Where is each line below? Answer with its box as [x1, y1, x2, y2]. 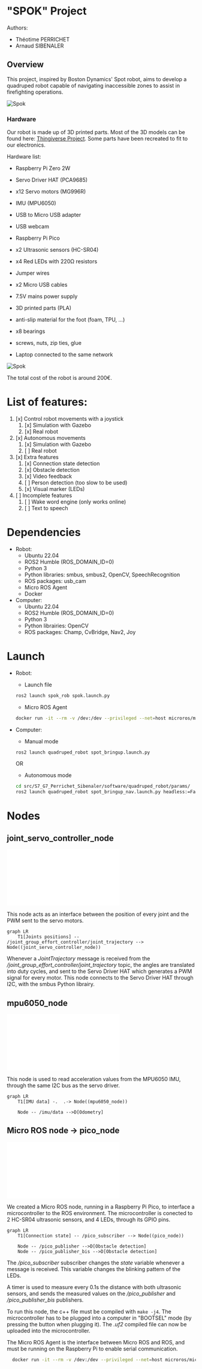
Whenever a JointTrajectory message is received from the [7, 955, 150, 962]
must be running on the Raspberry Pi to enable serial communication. [7, 1345, 178, 1352]
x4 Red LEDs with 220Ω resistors [15, 258, 98, 265]
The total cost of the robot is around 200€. [7, 374, 113, 382]
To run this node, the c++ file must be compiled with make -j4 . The [7, 1308, 171, 1315]
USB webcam [15, 223, 50, 230]
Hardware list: [7, 153, 41, 160]
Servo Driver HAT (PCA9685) [15, 176, 88, 184]
